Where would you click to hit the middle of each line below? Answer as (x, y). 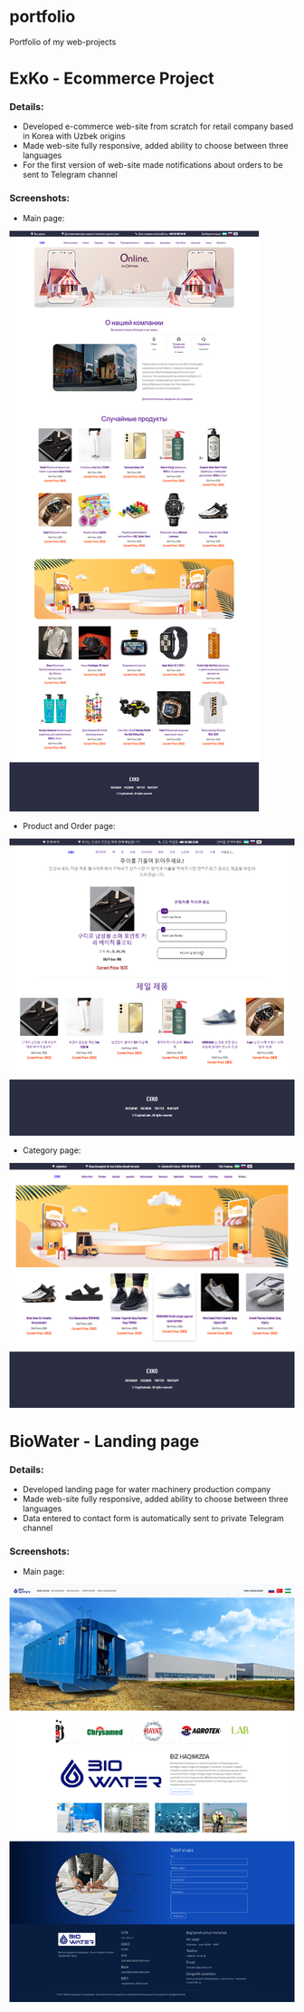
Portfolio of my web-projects (63, 42)
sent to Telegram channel (70, 175)
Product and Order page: (69, 825)
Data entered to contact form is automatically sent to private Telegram (153, 1519)
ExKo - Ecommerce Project (112, 78)
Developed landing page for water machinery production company (147, 1489)
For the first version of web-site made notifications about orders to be (152, 165)
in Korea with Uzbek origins (74, 136)
